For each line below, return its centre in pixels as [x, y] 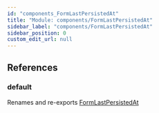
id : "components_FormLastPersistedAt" [63, 14]
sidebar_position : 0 [37, 33]
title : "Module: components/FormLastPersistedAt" [80, 20]
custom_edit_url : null [40, 40]
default [20, 87]
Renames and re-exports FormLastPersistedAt [73, 102]
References [32, 68]
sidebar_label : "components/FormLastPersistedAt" [80, 26]
